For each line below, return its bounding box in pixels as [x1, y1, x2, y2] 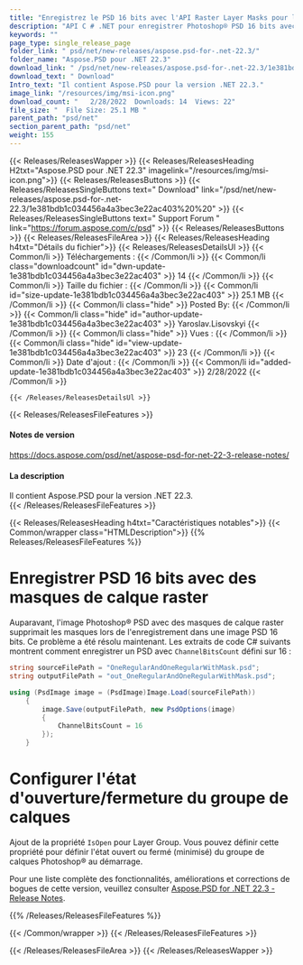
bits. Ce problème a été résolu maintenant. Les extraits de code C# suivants [9, 637, 291, 648]
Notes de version [9, 429, 75, 440]
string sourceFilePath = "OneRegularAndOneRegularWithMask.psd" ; [9, 664, 260, 673]
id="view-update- [115, 337, 183, 348]
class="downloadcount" [9, 261, 99, 271]
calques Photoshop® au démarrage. [9, 856, 143, 867]
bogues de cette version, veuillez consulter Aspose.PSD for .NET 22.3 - [9, 883, 275, 894]
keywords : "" [9, 30, 59, 39]
